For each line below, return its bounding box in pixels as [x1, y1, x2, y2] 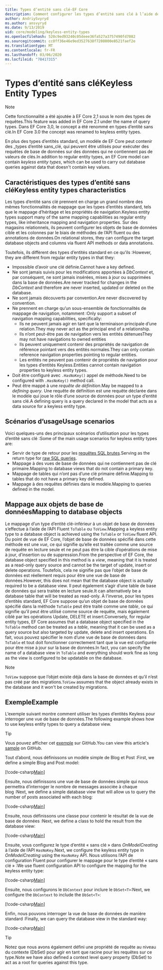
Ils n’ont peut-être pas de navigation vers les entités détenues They [19, 331, 153, 337]
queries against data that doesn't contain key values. [5, 164, 111, 170]
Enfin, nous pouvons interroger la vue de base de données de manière [5, 911, 146, 917]
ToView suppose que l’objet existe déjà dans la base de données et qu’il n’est [5, 674, 158, 680]
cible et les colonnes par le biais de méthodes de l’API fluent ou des [5, 230, 140, 236]
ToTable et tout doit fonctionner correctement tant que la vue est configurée [5, 639, 157, 645]
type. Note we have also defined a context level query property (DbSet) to [5, 954, 152, 960]
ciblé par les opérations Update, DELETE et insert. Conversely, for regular [5, 613, 150, 619]
